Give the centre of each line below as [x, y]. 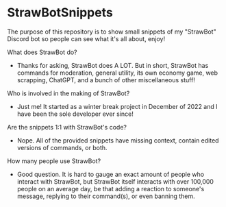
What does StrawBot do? [42, 52]
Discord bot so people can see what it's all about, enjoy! [86, 38]
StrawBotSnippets [60, 13]
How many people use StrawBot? [54, 161]
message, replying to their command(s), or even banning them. [106, 196]
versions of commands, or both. [62, 147]
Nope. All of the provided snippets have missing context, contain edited [118, 140]
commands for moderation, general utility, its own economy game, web [117, 73]
